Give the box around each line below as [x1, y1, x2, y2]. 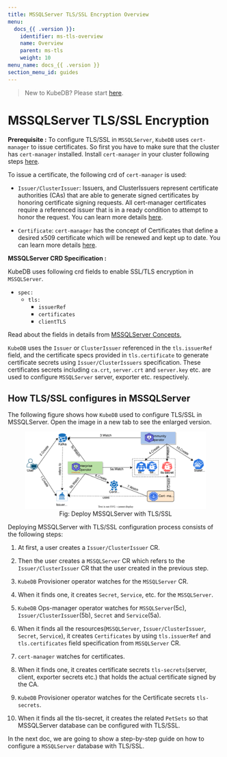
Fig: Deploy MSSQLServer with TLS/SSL [59, 509, 172, 518]
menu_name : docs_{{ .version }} [8, 62, 100, 69]
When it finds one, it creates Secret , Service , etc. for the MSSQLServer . [17, 590, 214, 599]
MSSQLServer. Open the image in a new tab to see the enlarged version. [8, 418, 212, 426]
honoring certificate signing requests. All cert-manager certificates [17, 198, 206, 206]
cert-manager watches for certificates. [17, 652, 125, 661]
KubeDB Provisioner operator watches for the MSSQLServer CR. [17, 577, 189, 586]
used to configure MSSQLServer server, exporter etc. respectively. [8, 372, 190, 381]
